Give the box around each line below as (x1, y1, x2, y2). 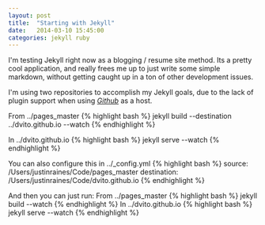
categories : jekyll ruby (8, 33, 90, 42)
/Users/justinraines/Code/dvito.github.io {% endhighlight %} (8, 176, 206, 185)
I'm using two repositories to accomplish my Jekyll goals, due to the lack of (8, 88, 254, 97)
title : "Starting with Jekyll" (8, 19, 115, 27)
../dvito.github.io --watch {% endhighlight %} (8, 120, 156, 129)
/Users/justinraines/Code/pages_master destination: (8, 167, 179, 177)
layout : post (8, 11, 51, 20)
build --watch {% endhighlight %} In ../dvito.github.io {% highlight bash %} (8, 200, 253, 209)
